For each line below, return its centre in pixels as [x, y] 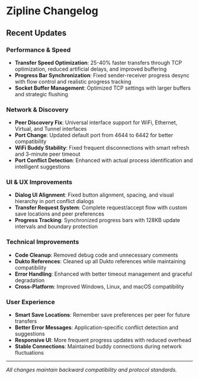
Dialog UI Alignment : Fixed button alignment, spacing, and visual [94, 195]
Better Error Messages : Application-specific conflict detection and [97, 327]
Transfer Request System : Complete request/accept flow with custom [101, 208]
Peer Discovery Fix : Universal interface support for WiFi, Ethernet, [96, 122]
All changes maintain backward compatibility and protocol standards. [92, 370]
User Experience [31, 302]
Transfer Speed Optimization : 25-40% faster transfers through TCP [98, 62]
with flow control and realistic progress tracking [73, 81]
